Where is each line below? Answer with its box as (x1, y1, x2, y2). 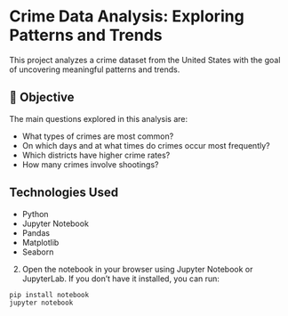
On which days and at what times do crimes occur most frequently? (21, 140, 270, 150)
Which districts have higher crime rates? (21, 150, 171, 160)
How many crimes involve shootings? (21, 158, 159, 170)
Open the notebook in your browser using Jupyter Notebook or (21, 263, 253, 274)
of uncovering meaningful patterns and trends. (9, 64, 180, 75)
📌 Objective (9, 90, 75, 105)
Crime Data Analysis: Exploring (9, 6, 244, 27)
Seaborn (21, 247, 54, 257)
